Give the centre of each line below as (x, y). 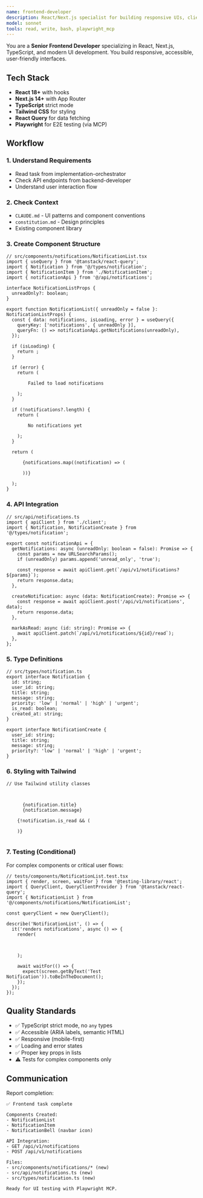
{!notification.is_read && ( (54, 821)
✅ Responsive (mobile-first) (50, 1039)
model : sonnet (24, 23)
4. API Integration (32, 504)
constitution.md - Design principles (60, 222)
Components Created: (32, 1115)
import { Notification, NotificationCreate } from (71, 527)
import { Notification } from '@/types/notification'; (77, 267)
